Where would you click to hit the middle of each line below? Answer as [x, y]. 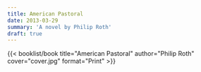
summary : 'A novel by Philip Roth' [60, 27]
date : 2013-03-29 [33, 20]
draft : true [25, 34]
